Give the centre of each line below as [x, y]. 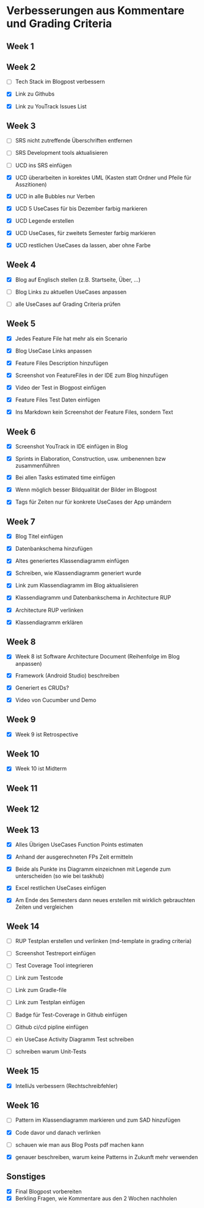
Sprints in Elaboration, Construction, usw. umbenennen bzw [90, 459]
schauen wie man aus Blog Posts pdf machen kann [79, 1144]
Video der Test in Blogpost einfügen [60, 388]
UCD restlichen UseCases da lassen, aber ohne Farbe [83, 245]
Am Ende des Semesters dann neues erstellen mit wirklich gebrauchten [105, 900]
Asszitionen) [31, 184]
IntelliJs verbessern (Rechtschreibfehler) [66, 1086]
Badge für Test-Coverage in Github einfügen [71, 1015]
